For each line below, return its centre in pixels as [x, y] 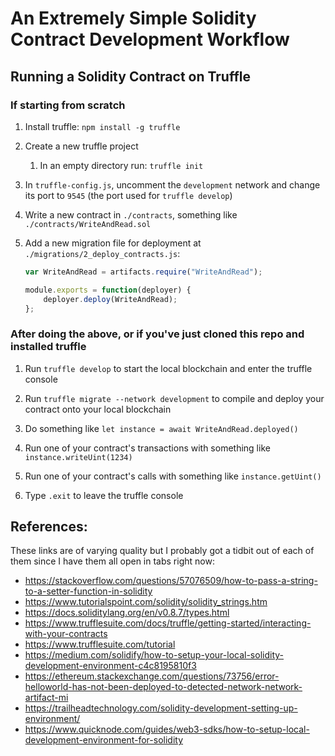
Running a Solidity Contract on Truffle [130, 76]
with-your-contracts [66, 634]
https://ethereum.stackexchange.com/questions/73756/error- [152, 676]
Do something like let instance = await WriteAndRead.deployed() [161, 428]
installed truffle [48, 347]
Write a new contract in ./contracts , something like [131, 214]
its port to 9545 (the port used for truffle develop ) [128, 195]
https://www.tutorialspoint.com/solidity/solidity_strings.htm [146, 602]
